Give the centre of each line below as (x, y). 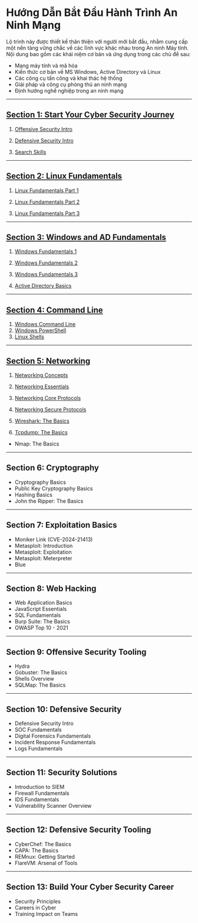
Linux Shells (29, 337)
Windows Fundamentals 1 (46, 252)
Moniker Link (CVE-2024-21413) (54, 539)
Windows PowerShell (40, 330)
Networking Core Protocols (48, 398)
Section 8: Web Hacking (51, 589)
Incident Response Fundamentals (55, 742)
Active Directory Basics (43, 286)
